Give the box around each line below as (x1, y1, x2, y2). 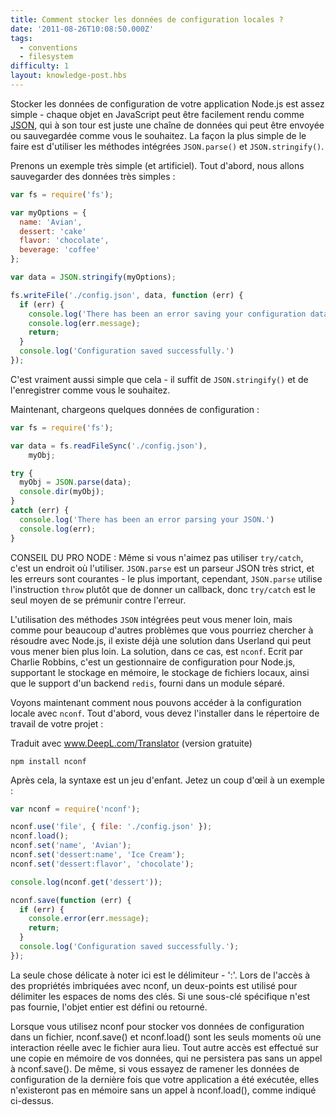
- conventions (19, 42, 78, 53)
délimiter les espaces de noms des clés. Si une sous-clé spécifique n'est (10, 990, 311, 1002)
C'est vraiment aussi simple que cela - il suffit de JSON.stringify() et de (10, 373, 309, 385)
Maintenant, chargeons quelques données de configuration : (10, 403, 260, 415)
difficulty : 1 (10, 61, 70, 71)
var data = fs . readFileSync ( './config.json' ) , (10, 441, 208, 451)
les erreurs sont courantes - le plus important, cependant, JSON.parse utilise (10, 572, 323, 585)
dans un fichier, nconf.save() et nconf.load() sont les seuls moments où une (10, 1031, 322, 1043)
